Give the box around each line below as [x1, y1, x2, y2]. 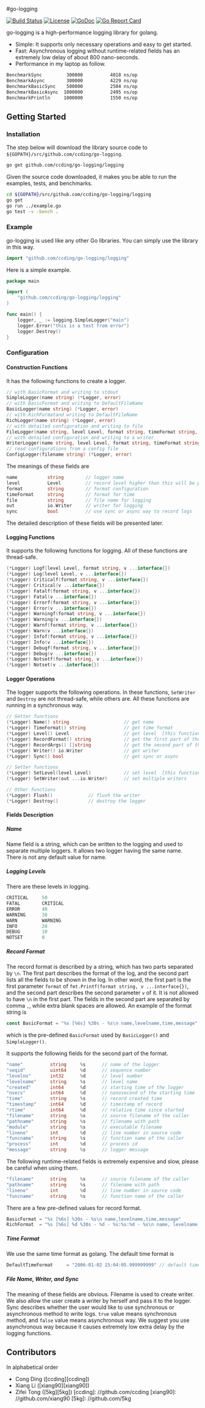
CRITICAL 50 [6, 895, 48, 901]
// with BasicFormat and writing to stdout [6, 389, 119, 395]
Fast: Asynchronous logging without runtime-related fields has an [15, 47, 180, 54]
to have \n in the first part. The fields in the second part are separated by [6, 996, 190, 1003]
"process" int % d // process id [6, 1141, 138, 1147]
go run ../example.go [6, 203, 62, 209]
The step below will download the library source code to [6, 144, 148, 151]
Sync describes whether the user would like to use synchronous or [6, 1304, 174, 1311]
